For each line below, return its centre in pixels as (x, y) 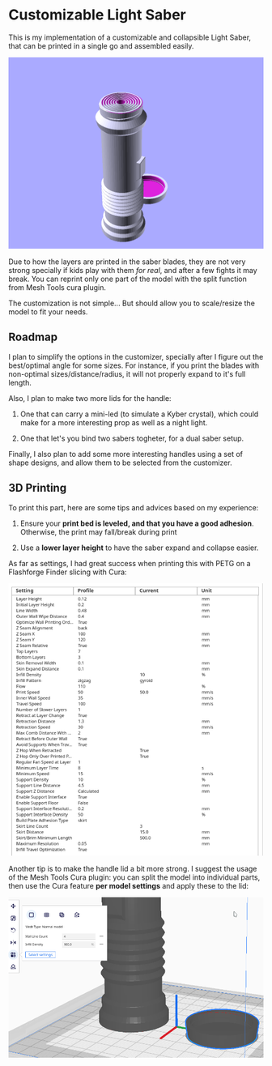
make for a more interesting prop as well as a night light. (114, 422)
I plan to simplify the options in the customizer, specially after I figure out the (136, 356)
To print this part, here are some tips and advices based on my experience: (134, 507)
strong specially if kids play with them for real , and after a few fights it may (133, 270)
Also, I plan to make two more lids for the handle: (90, 398)
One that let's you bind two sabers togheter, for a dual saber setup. (132, 438)
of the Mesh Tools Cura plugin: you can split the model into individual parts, (134, 877)
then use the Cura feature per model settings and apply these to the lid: (129, 886)
